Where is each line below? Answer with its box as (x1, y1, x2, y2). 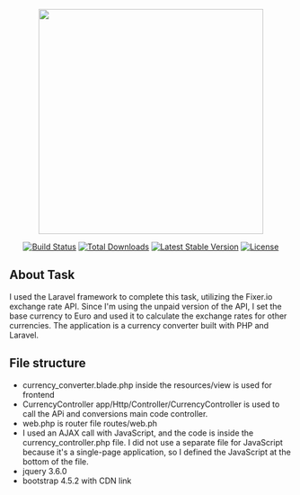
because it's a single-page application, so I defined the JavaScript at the (22, 446, 292, 457)
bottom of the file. (22, 455, 90, 467)
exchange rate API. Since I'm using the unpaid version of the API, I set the (9, 301, 283, 311)
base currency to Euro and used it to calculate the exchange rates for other (9, 310, 287, 321)
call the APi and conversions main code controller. (22, 408, 208, 418)
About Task (9, 267, 75, 283)
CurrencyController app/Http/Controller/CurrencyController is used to (22, 399, 280, 409)
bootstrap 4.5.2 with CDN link (22, 475, 132, 486)
